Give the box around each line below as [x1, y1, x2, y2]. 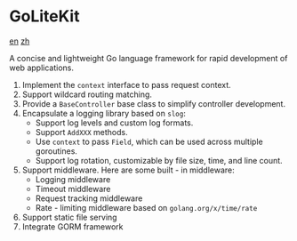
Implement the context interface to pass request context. [21, 79, 231, 90]
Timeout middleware [35, 183, 111, 194]
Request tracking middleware [35, 193, 143, 204]
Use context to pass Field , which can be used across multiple [35, 136, 264, 147]
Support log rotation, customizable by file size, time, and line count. [35, 155, 283, 165]
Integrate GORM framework [21, 221, 124, 232]
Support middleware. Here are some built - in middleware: [21, 165, 236, 175]
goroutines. [35, 145, 78, 157]
